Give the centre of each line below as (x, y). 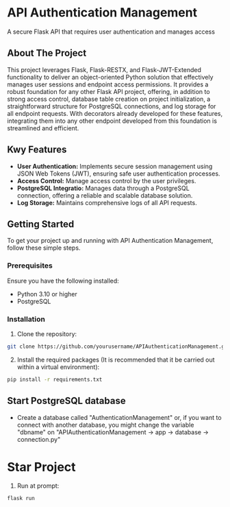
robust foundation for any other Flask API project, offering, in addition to (108, 91)
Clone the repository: (47, 333)
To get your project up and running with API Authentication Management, (110, 241)
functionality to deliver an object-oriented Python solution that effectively (110, 77)
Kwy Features (37, 150)
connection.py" (39, 439)
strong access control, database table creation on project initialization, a (109, 99)
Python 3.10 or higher (47, 294)
